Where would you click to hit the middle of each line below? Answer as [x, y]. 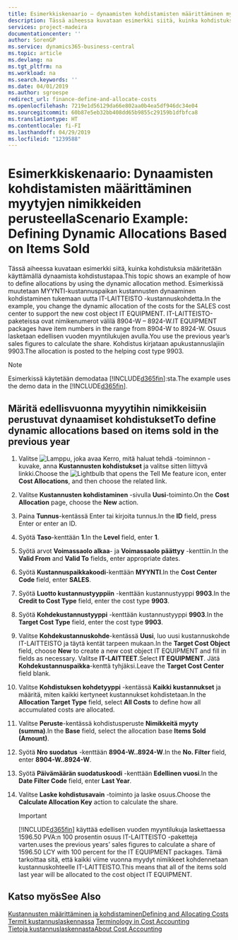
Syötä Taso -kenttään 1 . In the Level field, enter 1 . [89, 537]
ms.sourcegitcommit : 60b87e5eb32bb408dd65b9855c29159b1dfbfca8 [103, 112]
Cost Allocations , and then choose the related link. [93, 481]
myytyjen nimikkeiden [75, 204]
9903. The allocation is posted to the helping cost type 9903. [96, 352]
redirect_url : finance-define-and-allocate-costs [83, 100]
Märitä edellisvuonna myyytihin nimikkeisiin [107, 408]
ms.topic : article [35, 54]
